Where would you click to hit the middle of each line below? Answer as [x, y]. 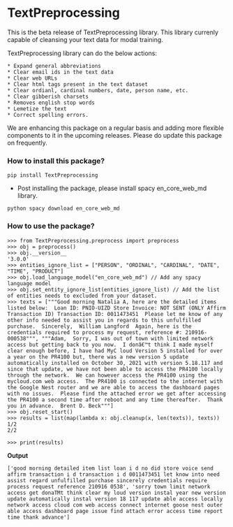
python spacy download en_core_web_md [63, 209]
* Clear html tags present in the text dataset [78, 84]
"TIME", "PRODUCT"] [36, 271]
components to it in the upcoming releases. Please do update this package [114, 135]
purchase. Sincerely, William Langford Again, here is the [99, 326]
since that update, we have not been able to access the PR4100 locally [115, 369]
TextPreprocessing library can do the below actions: [82, 53]
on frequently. [27, 143]
